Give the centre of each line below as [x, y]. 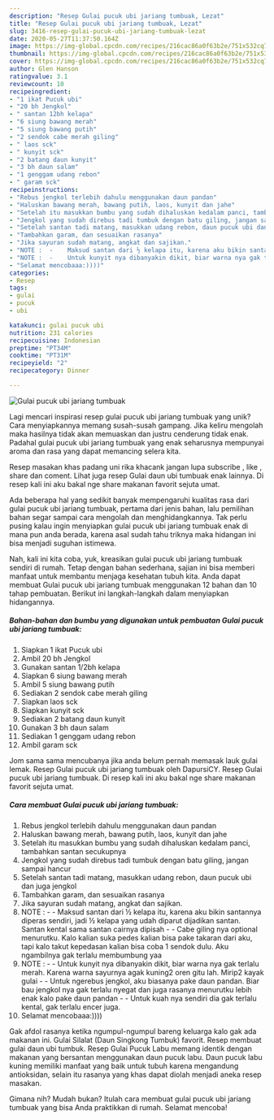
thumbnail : [28, 54]
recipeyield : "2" [39, 363]
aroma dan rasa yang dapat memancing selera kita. [95, 451]
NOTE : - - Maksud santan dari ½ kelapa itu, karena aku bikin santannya [141, 912]
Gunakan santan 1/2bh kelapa [71, 666]
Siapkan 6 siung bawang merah [74, 675]
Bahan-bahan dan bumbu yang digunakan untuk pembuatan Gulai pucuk [136, 621]
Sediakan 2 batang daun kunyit [73, 718]
